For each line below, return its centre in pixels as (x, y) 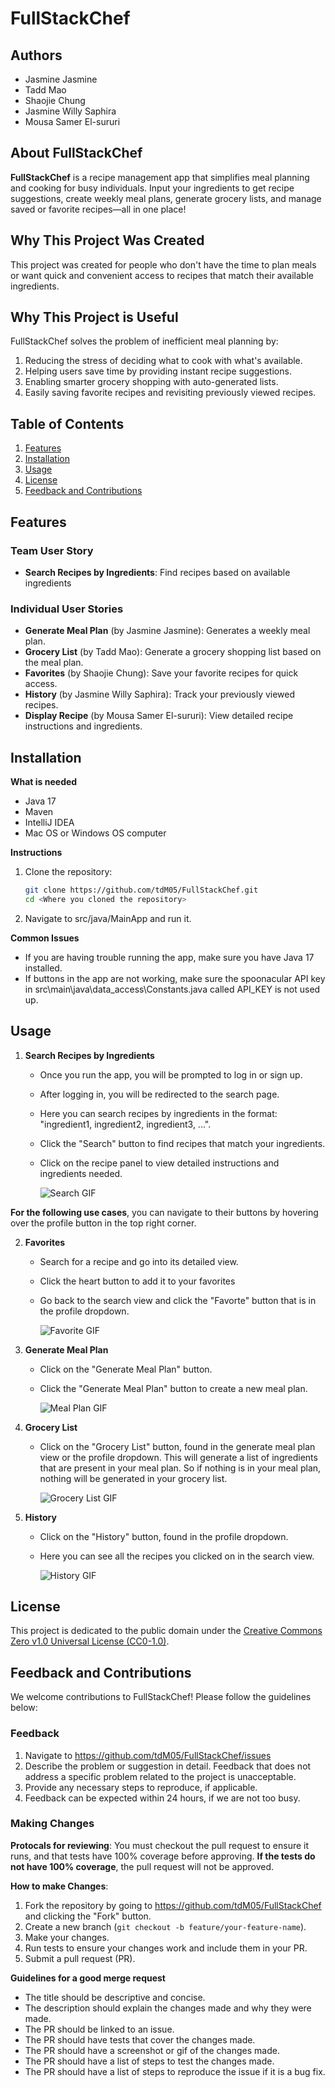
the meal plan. (54, 663)
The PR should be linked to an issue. (99, 2029)
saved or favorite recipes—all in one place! (98, 209)
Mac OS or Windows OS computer (95, 833)
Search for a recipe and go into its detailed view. (139, 1261)
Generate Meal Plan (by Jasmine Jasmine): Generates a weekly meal (167, 631)
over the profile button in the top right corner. (103, 1223)
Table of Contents (67, 423)
